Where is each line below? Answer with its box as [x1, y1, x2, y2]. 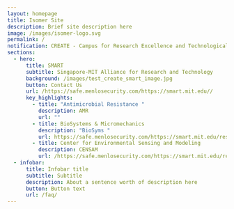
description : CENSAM [38, 146, 98, 153]
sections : [7, 49, 36, 56]
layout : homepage [7, 10, 58, 17]
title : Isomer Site [7, 17, 64, 24]
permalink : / [7, 36, 45, 43]
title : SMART [25, 62, 64, 69]
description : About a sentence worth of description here [25, 178, 198, 185]
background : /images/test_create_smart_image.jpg [25, 75, 173, 82]
